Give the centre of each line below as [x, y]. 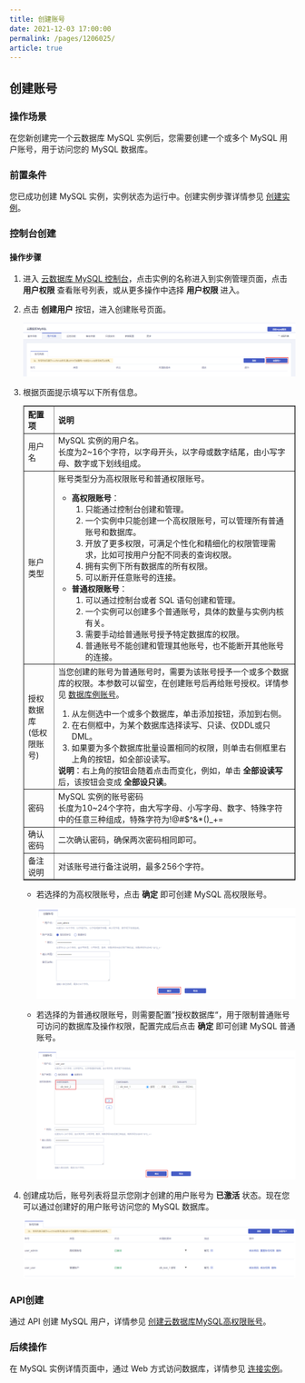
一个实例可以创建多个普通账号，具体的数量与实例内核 [184, 611]
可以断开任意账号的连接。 [133, 577]
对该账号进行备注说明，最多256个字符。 [133, 866]
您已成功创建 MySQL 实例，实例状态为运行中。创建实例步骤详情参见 [137, 196]
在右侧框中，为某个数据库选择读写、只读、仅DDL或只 [171, 725]
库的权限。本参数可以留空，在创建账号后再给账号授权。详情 [169, 682]
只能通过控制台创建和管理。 [137, 509]
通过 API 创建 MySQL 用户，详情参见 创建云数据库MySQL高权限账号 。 [140, 1321]
